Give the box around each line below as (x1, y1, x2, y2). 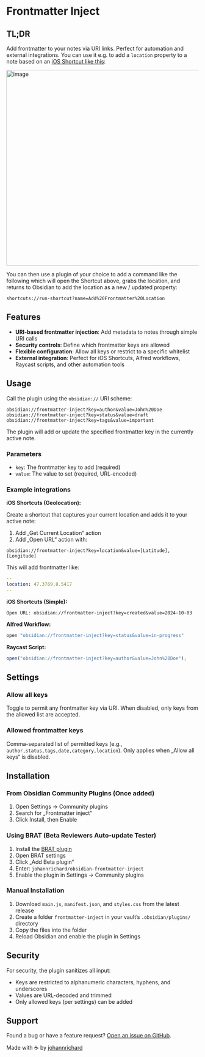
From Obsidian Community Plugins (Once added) (6, 789, 155, 797)
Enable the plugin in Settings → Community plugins (15, 871, 145, 878)
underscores (15, 985, 48, 992)
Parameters (6, 449, 41, 458)
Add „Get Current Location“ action (15, 529, 101, 537)
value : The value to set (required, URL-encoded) (15, 470, 137, 477)
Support (6, 1016, 38, 1026)
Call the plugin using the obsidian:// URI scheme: (6, 394, 132, 402)
